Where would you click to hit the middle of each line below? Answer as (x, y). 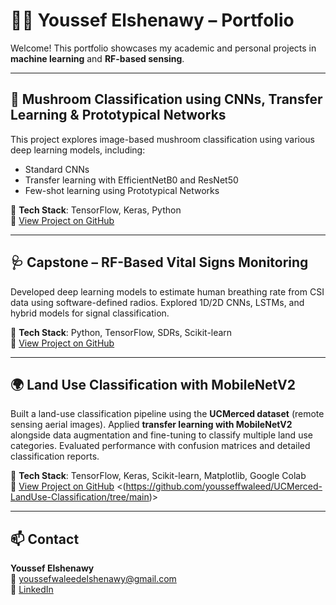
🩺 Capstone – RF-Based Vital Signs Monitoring (159, 262)
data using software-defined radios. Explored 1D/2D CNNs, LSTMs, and (157, 302)
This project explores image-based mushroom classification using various (162, 139)
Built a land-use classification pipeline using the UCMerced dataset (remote (167, 414)
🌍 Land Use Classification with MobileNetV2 (153, 384)
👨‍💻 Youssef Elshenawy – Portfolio (152, 20)
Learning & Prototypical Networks (118, 115)
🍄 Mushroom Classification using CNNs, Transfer (166, 99)
